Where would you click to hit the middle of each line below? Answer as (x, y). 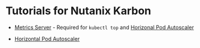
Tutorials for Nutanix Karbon (79, 11)
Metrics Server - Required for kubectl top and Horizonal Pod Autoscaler (104, 27)
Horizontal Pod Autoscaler (47, 39)
